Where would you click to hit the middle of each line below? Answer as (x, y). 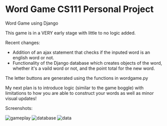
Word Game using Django (32, 23)
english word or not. (33, 57)
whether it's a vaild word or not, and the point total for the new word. (83, 68)
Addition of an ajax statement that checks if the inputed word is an (81, 52)
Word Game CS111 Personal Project (79, 9)
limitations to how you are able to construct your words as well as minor (80, 93)
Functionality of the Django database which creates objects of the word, (87, 63)
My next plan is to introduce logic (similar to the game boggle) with (74, 88)
